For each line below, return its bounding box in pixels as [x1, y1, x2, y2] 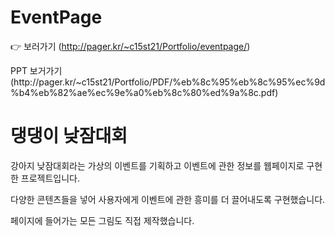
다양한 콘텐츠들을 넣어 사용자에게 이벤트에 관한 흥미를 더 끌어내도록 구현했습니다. [10, 193, 326, 205]
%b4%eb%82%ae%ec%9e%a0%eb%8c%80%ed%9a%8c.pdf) [10, 86, 279, 98]
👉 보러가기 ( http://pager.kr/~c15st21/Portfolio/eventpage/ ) [10, 40, 251, 52]
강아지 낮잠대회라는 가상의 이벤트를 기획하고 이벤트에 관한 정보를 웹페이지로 [10, 159, 305, 171]
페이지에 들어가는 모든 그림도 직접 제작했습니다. [10, 214, 195, 226]
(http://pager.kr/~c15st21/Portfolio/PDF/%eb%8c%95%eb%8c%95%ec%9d [10, 76, 326, 88]
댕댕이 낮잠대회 [10, 125, 128, 148]
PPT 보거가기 [10, 64, 63, 76]
